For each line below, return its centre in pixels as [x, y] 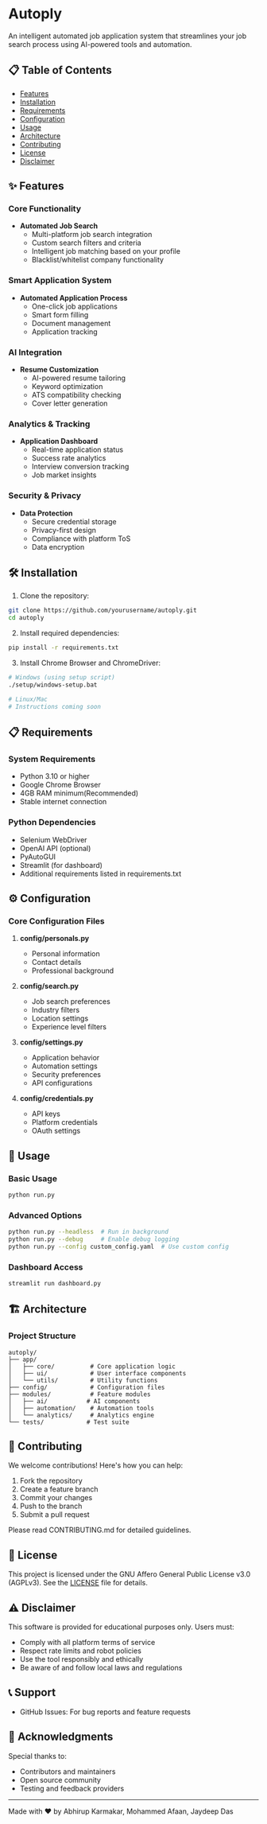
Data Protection [46, 513]
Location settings [60, 1018]
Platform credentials [64, 1122]
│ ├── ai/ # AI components [74, 1401]
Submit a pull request [54, 1515]
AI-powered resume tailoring [78, 378]
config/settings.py [51, 1042]
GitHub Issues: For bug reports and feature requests [105, 1712]
